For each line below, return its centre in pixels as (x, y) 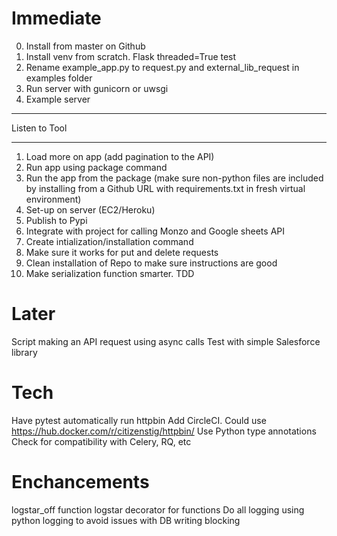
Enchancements (80, 482)
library (24, 352)
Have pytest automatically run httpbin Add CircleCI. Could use (139, 420)
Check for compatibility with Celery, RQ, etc (101, 441)
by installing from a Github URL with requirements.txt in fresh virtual (165, 188)
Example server (58, 99)
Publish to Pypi (56, 220)
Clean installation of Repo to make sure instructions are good (151, 263)
